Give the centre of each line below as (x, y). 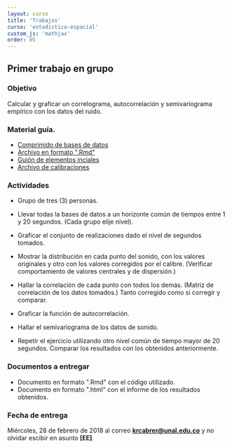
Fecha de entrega (37, 415)
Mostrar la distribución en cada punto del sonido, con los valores (111, 257)
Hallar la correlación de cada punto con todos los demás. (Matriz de (115, 285)
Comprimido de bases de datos (63, 145)
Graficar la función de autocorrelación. (73, 314)
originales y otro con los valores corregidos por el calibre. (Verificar (115, 264)
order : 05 (22, 40)
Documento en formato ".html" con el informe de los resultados (109, 389)
